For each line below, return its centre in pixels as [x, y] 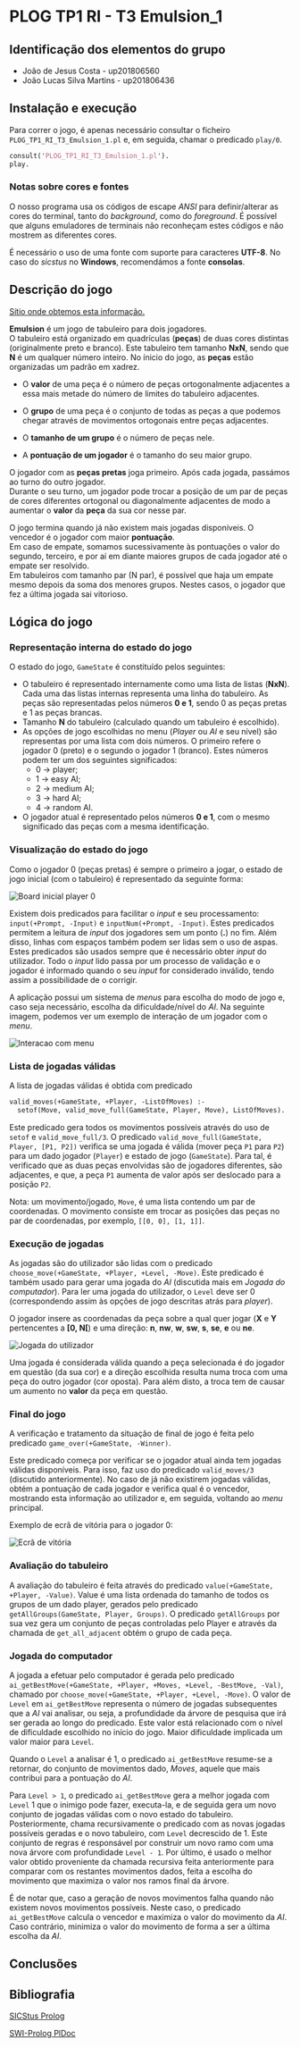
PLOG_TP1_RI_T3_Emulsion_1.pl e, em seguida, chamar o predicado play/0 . [146, 139]
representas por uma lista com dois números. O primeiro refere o [142, 741]
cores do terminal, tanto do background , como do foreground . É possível [143, 215]
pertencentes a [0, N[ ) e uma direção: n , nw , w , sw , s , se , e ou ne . [132, 1328]
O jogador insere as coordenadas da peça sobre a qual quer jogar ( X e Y [143, 1318]
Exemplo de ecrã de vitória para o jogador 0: [91, 1525]
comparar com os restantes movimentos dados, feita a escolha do [131, 1871]
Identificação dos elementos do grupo [117, 50]
